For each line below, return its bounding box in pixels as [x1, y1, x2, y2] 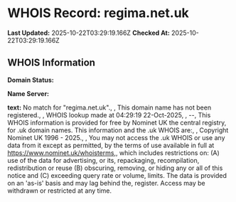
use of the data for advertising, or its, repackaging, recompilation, [7, 156, 200, 164]
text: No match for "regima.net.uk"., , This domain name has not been [7, 103, 212, 112]
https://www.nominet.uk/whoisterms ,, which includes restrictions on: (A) [7, 148, 220, 157]
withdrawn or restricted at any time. [7, 186, 112, 195]
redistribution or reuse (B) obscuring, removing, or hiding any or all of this [7, 164, 223, 172]
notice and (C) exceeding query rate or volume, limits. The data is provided [7, 171, 227, 179]
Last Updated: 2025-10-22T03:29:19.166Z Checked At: [7, 28, 171, 37]
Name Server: [7, 89, 50, 97]
